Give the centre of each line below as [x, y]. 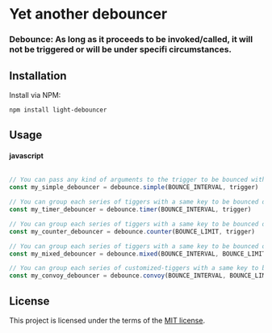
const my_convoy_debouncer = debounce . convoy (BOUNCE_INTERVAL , [118, 276]
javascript [26, 155]
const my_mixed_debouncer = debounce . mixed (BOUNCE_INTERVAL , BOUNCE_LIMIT [138, 254]
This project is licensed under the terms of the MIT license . [107, 320]
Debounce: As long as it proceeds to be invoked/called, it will [131, 40]
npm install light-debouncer [58, 110]
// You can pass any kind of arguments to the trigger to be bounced [129, 180]
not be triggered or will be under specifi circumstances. [121, 49]
